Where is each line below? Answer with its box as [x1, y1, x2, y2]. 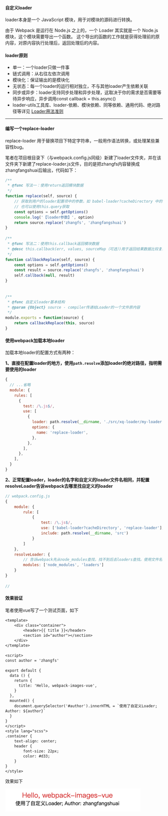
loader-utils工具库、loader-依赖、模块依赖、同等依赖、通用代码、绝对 [12, 102, 156, 108]
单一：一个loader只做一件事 [12, 64, 70, 70]
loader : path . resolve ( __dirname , [31, 420, 101, 425]
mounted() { [9, 698, 35, 703]
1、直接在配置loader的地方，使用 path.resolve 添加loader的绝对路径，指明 [5, 360, 157, 366]
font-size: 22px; [23, 748, 59, 754]
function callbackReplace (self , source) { [5, 257, 95, 262]
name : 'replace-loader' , [36, 430, 88, 435]
